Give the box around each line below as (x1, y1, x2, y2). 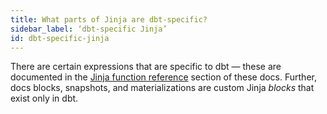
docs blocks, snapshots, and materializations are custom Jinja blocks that (10, 82, 315, 94)
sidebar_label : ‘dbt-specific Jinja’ (10, 24, 168, 34)
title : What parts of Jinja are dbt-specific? (10, 14, 208, 25)
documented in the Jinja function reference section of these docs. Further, (10, 71, 317, 83)
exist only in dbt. (10, 92, 79, 105)
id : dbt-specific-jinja (10, 33, 110, 43)
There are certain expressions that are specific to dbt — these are (10, 61, 282, 73)
